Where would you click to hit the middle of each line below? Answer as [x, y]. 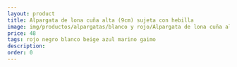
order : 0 [20, 53]
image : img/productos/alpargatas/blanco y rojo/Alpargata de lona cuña [115, 27]
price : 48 [22, 33]
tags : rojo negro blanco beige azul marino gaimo [82, 40]
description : [26, 46]
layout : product [31, 14]
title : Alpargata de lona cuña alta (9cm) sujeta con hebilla [101, 20]
